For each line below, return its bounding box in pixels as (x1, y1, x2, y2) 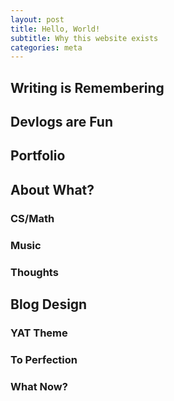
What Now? (10, 379, 68, 393)
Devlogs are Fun (10, 114, 113, 131)
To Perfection (10, 352, 78, 366)
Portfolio (10, 147, 66, 165)
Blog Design (10, 296, 88, 313)
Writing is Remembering (10, 79, 165, 96)
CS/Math (10, 211, 55, 225)
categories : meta (10, 42, 83, 53)
